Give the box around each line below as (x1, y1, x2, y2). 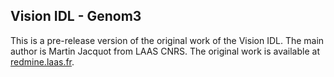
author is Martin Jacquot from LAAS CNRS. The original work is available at (10, 45, 320, 57)
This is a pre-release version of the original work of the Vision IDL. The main (10, 34, 325, 46)
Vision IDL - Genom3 (10, 8, 142, 25)
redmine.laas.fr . (10, 55, 75, 68)
